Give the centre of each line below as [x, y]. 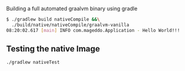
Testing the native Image [53, 49]
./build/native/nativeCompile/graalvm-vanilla [70, 25]
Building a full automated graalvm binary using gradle [72, 9]
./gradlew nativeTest [33, 62]
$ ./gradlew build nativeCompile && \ [53, 20]
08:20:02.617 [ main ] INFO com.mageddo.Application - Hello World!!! [93, 30]
